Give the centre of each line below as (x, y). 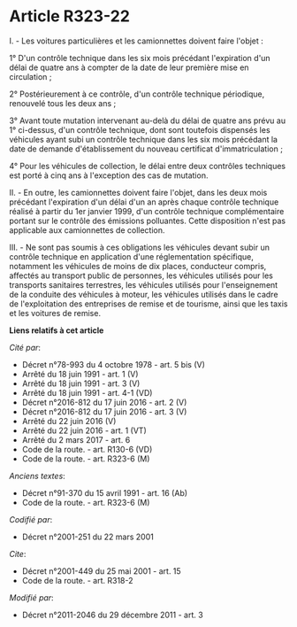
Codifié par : (31, 519)
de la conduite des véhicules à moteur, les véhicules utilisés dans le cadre (144, 294)
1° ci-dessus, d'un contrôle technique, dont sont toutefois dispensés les (140, 129)
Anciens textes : (38, 476)
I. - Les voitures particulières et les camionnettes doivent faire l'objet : (136, 41)
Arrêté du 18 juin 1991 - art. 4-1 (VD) (87, 392)
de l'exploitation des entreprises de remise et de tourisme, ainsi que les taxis (148, 304)
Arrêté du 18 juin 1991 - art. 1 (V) (80, 374)
